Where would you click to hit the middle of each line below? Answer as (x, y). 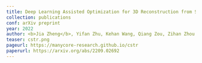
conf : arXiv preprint (33, 23)
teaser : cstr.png (28, 40)
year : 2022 (20, 28)
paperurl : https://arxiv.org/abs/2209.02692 (63, 51)
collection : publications (38, 17)
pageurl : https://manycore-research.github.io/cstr (72, 46)
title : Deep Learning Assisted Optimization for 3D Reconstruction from (99, 12)
